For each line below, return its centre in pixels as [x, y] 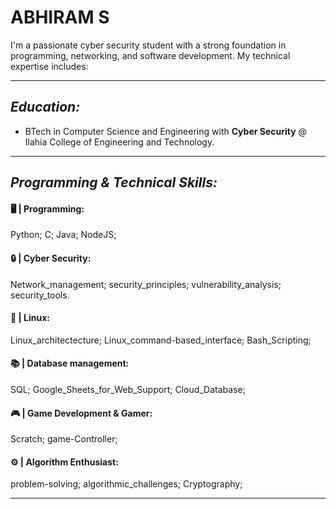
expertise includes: [49, 66]
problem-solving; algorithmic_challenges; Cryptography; [126, 484]
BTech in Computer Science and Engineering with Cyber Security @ [166, 131]
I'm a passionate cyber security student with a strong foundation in [148, 45]
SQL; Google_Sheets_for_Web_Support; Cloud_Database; [128, 389]
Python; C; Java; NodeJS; [63, 235]
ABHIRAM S [60, 17]
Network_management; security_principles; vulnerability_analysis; [146, 284]
